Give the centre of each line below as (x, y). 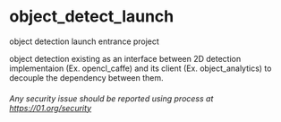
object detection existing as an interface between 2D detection (125, 58)
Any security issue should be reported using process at (111, 98)
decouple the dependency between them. (86, 77)
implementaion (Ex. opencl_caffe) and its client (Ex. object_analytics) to (140, 68)
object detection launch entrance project (84, 41)
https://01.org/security (51, 108)
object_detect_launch (92, 17)
